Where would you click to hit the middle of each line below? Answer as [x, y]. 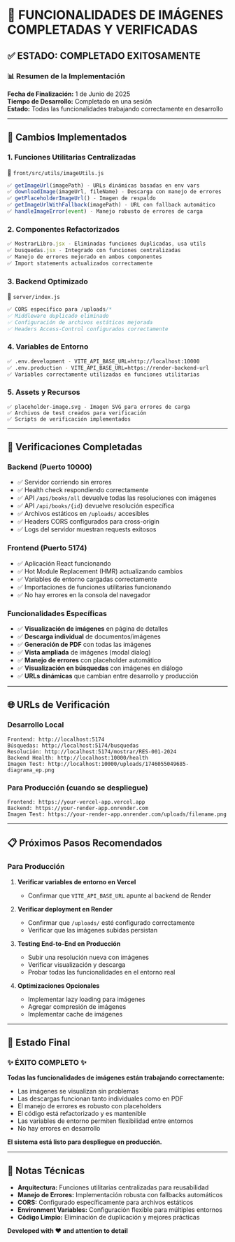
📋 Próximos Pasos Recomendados [85, 843]
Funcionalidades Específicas [57, 613]
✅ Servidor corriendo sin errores [64, 482]
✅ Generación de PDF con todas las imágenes [84, 645]
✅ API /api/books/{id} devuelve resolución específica [96, 506]
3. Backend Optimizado [48, 281]
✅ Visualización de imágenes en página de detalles [93, 629]
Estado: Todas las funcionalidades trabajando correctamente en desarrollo [115, 109]
